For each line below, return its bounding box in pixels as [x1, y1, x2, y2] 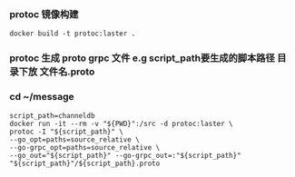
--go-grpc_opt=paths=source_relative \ [9, 143, 161, 152]
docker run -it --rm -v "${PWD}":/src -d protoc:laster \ [9, 119, 233, 128]
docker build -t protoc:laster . [9, 29, 136, 38]
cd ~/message [9, 91, 74, 103]
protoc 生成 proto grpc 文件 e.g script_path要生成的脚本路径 [9, 52, 275, 64]
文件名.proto [39, 65, 95, 78]
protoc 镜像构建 [9, 7, 79, 20]
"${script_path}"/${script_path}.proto [9, 159, 161, 168]
